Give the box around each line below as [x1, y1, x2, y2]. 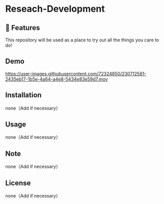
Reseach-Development [5, 3, 105, 15]
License [5, 178, 31, 187]
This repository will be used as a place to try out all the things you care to [5, 37, 159, 43]
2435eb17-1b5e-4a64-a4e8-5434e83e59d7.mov [5, 76, 108, 82]
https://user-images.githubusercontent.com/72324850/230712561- [5, 70, 147, 76]
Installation [5, 91, 42, 99]
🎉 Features [5, 23, 40, 32]
